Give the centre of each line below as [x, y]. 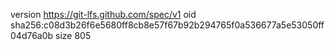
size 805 [73, 35]
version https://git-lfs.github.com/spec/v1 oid [103, 14]
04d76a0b [32, 35]
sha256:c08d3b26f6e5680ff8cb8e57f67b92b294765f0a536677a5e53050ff [167, 25]
